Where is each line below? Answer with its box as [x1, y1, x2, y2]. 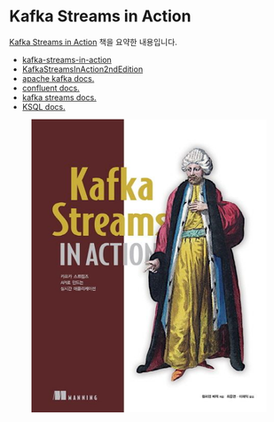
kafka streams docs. [21, 91, 98, 103]
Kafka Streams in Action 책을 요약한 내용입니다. [9, 36, 177, 47]
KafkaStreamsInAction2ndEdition [21, 64, 144, 74]
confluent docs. [21, 82, 80, 93]
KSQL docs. [21, 101, 66, 112]
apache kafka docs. [21, 73, 95, 83]
